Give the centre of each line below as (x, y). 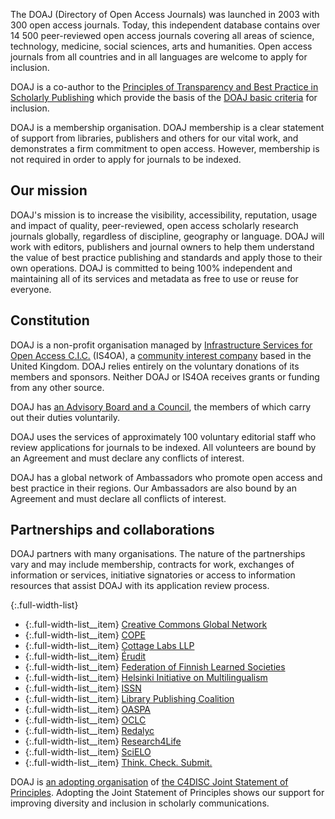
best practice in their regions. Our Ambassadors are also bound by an (153, 488)
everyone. (31, 289)
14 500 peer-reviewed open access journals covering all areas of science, (162, 35)
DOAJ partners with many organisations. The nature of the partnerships (158, 554)
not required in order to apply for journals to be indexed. (126, 159)
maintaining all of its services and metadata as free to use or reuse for (154, 278)
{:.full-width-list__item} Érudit (85, 656)
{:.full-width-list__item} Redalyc (89, 731)
